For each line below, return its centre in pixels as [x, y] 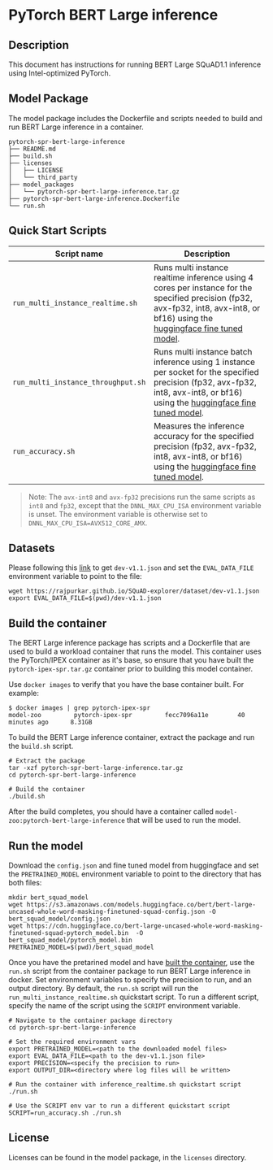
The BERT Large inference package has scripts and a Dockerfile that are [129, 643]
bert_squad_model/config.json [60, 919]
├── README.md [32, 149]
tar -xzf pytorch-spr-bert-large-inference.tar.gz [96, 768]
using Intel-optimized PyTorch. [60, 73]
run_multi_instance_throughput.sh [79, 382]
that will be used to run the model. [184, 820]
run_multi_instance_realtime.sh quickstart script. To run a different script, [134, 997]
